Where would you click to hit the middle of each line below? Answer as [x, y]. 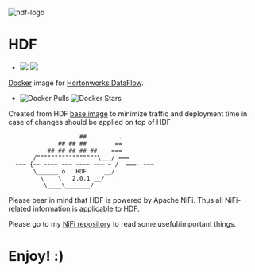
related [20, 208]
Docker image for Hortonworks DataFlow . [76, 83]
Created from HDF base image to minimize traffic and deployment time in [128, 113]
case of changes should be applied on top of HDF [90, 122]
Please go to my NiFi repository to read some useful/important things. [122, 223]
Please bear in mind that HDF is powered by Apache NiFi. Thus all [116, 200]
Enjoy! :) [36, 256]
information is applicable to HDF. [87, 208]
